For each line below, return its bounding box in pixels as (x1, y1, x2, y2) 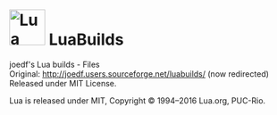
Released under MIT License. (9, 78, 117, 88)
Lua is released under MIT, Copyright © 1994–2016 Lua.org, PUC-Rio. (9, 94, 266, 106)
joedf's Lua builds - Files (9, 59, 100, 70)
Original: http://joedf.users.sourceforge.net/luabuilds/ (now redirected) (9, 68, 270, 79)
